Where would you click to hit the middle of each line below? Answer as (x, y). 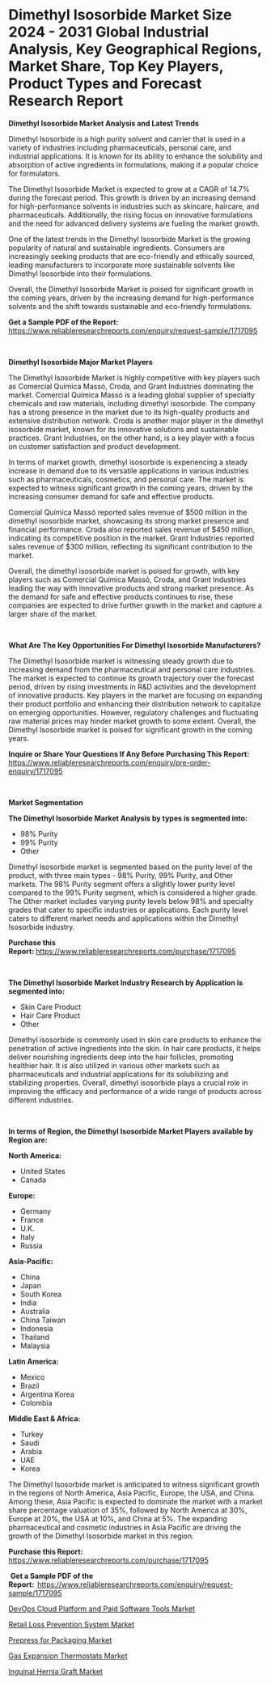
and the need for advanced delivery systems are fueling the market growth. (134, 223)
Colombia (36, 1402)
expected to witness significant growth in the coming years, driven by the (131, 488)
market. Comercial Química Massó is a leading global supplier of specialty (132, 395)
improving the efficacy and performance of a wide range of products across (135, 1091)
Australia (35, 1311)
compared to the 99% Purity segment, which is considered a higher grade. (133, 893)
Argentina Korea (47, 1394)
